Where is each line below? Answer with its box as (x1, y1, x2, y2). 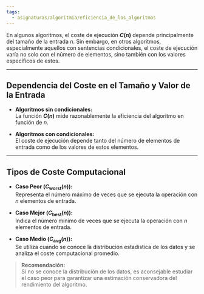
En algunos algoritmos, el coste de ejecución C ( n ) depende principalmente (6, 31, 194, 38)
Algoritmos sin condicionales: (15, 106, 93, 113)
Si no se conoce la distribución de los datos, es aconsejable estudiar (21, 268, 193, 275)
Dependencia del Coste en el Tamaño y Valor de (6, 80, 191, 91)
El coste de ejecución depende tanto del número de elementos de (15, 137, 180, 145)
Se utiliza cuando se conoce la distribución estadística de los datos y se (15, 243, 195, 250)
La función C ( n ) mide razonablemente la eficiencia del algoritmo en (15, 112, 184, 120)
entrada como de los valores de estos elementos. (15, 143, 139, 151)
